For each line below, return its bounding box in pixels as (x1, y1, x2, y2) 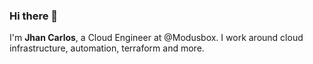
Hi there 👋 (9, 9, 59, 23)
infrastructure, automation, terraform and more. (9, 42, 205, 54)
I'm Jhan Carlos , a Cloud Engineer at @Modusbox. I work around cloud (9, 32, 304, 44)
